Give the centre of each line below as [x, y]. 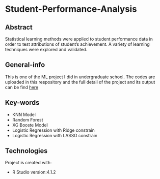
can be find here [22, 87]
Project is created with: [28, 163]
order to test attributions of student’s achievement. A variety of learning [77, 44]
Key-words [22, 103]
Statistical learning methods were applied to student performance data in [79, 39]
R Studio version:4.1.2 [34, 172]
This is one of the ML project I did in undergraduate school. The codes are [80, 77]
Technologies [27, 151]
